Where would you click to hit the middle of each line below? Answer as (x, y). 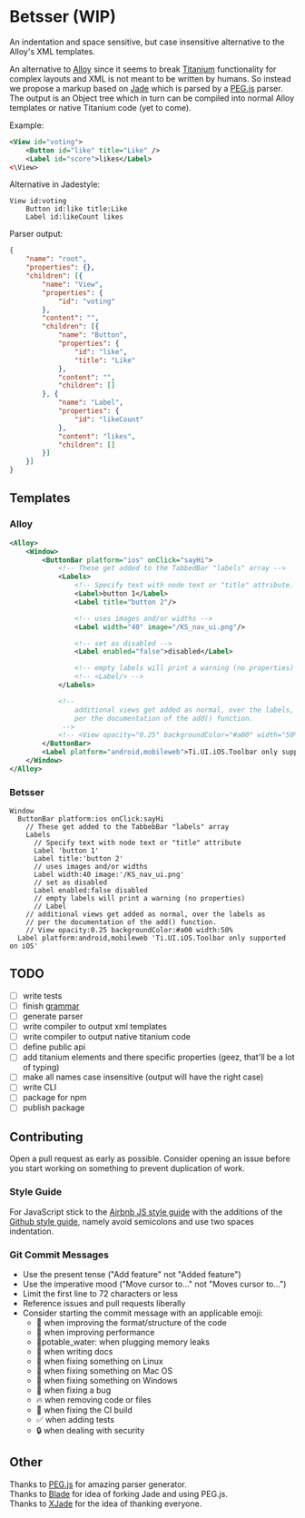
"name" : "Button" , (93, 335)
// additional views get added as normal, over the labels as (146, 914)
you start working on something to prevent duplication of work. (127, 1168)
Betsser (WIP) (63, 17)
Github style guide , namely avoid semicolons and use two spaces (132, 1221)
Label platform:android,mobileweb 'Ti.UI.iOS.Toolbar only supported (152, 938)
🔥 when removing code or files (93, 1399)
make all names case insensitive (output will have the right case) (143, 1077)
